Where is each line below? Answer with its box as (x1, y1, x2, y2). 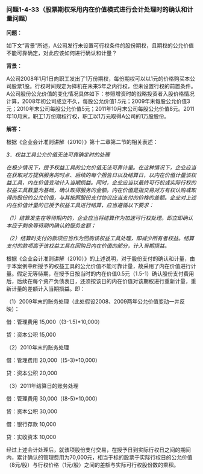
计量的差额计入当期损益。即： (11, 285, 86, 293)
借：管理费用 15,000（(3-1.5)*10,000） (6, 318, 104, 326)
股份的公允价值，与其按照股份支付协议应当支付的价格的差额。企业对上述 (16, 194, 196, 201)
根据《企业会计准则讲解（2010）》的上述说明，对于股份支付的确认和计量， (6, 255, 190, 263)
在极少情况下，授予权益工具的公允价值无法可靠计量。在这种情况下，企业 (6, 164, 186, 171)
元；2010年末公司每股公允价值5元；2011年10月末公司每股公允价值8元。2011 (6, 105, 195, 113)
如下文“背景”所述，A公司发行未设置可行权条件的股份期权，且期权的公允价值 (6, 42, 194, 49)
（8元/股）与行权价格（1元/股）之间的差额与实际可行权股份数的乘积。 (6, 461, 180, 469)
